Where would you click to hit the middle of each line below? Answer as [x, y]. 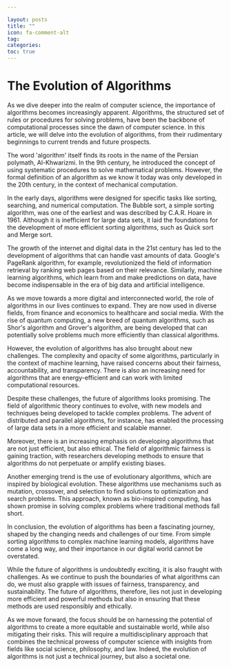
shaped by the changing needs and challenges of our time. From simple [109, 534]
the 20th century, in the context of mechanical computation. [92, 185]
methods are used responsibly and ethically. [70, 606]
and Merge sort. [30, 234]
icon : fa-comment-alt [38, 32]
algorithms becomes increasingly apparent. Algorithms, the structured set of [116, 112]
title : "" [21, 26]
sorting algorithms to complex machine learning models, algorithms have [111, 541]
